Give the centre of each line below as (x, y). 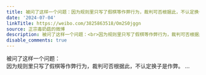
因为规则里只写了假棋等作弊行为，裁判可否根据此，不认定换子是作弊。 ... (98, 66)
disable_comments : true (37, 40)
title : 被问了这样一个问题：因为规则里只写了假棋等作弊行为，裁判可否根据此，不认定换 (103, 12)
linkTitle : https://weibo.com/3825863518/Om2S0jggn (74, 23)
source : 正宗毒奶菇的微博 (36, 29)
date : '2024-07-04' (31, 18)
